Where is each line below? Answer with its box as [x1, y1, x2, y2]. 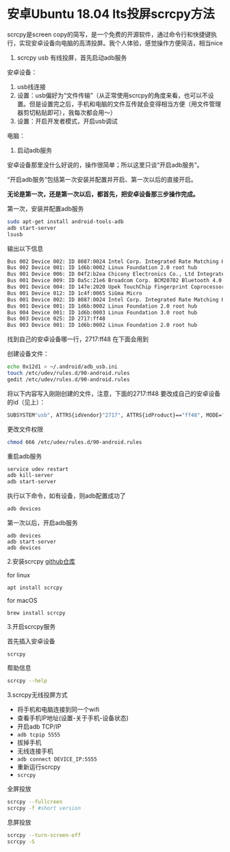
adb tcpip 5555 [16, 731, 61, 738]
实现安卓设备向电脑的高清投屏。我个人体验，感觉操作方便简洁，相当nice [18, 38, 223, 47]
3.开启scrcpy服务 [7, 623, 56, 631]
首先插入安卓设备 [7, 637, 55, 645]
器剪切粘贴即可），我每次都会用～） [16, 108, 116, 117]
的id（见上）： [7, 398, 46, 406]
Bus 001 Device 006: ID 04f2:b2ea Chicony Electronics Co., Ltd [7, 270, 194, 278]
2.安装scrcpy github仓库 [7, 557, 75, 566]
